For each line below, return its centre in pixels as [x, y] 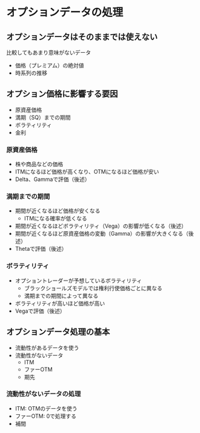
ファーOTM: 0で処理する [46, 416]
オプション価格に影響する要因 [62, 94]
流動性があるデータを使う [47, 347]
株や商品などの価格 [39, 164]
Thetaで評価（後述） [41, 249]
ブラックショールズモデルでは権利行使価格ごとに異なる [93, 288]
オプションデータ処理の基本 [58, 332]
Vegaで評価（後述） [40, 311]
